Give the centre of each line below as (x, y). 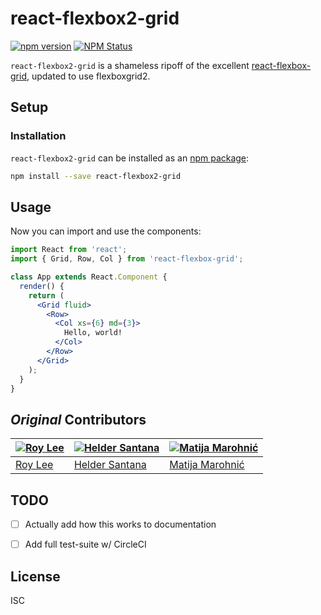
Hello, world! (93, 333)
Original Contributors (78, 419)
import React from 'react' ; (69, 250)
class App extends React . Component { (89, 277)
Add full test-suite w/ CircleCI (85, 544)
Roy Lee (34, 465)
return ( (46, 295)
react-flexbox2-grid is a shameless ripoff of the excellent (130, 65)
